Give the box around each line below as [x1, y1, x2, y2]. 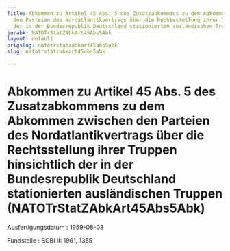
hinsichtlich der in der [7, 157, 134, 172]
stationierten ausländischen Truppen [7, 186, 223, 202]
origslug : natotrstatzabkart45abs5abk [7, 42, 118, 49]
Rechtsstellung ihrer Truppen [7, 142, 177, 158]
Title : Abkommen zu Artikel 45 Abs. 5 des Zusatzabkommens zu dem [7, 10, 201, 17]
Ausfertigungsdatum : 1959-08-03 [7, 223, 104, 231]
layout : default [7, 36, 53, 43]
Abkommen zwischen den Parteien [7, 113, 210, 129]
